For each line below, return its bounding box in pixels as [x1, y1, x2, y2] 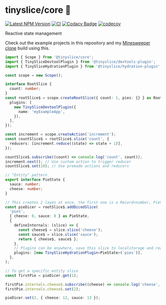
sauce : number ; [9, 182, 41, 187]
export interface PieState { [5, 177, 65, 182]
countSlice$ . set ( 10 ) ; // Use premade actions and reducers [5, 164, 129, 169]
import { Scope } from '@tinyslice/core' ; [5, 54, 94, 60]
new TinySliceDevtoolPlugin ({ [14, 105, 77, 110]
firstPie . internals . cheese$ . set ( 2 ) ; [5, 286, 81, 292]
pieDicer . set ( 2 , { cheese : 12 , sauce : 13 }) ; [5, 296, 101, 301]
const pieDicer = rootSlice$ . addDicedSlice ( [5, 204, 98, 209]
